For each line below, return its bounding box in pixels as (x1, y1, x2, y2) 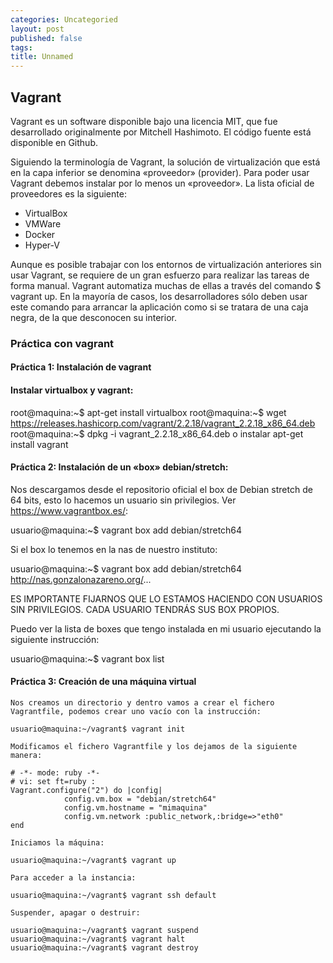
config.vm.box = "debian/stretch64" (63, 794, 217, 805)
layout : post (10, 24, 65, 34)
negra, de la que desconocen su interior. (10, 311, 177, 323)
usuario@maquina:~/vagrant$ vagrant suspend (10, 926, 199, 936)
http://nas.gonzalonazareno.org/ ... (10, 573, 152, 585)
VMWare (24, 217, 62, 230)
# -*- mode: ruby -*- (10, 768, 101, 778)
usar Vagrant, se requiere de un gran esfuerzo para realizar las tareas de (10, 269, 310, 281)
